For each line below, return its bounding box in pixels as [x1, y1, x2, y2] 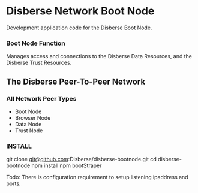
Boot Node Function [6, 39, 65, 47]
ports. [6, 180, 21, 187]
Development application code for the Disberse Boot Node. [6, 24, 152, 31]
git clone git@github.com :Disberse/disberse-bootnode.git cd [6, 156, 157, 163]
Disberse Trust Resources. [6, 59, 72, 67]
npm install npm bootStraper [31, 162, 102, 169]
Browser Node [14, 114, 51, 121]
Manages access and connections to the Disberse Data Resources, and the [6, 53, 192, 60]
